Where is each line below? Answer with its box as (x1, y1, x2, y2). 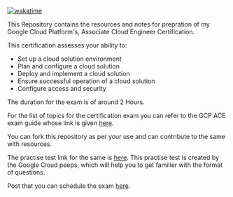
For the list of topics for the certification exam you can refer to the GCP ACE (7, 112, 226, 119)
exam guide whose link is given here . (7, 119, 114, 127)
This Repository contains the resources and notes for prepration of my (7, 20, 210, 28)
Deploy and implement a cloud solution (17, 70, 131, 78)
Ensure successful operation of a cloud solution (17, 77, 155, 85)
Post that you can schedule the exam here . (7, 182, 131, 190)
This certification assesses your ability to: (7, 41, 127, 49)
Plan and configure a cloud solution (17, 62, 120, 70)
